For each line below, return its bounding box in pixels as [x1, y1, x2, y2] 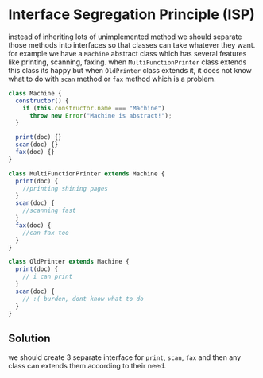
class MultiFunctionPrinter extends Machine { [8, 169, 165, 178]
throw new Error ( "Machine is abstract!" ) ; [29, 111, 172, 120]
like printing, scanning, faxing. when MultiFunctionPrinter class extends [8, 57, 247, 67]
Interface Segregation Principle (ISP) [8, 6, 256, 24]
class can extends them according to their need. [8, 361, 167, 371]
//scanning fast [22, 206, 77, 215]
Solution [8, 331, 51, 345]
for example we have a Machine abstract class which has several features [8, 48, 247, 58]
